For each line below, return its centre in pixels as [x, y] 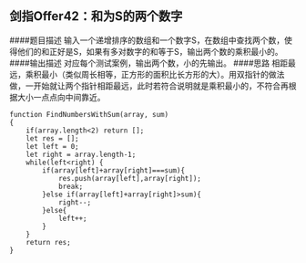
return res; [48, 242]
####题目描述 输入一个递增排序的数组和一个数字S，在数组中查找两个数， [147, 40]
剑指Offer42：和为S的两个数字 [96, 16]
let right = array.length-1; [81, 154]
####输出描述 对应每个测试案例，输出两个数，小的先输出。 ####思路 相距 [149, 63]
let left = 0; [52, 146]
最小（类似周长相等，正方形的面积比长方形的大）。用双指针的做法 [163, 74]
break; [71, 186]
